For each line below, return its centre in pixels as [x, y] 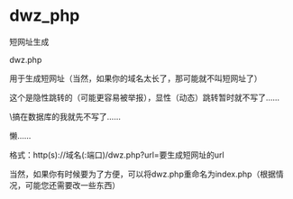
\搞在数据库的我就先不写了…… [65, 116]
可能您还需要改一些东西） [72, 185]
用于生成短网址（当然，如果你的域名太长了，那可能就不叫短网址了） [136, 78]
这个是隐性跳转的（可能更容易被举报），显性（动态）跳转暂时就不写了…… [145, 97]
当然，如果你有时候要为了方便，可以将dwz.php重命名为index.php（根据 [143, 174]
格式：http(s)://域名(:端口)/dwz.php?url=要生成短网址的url [117, 155]
